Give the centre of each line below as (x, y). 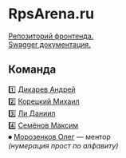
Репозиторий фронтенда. (51, 36)
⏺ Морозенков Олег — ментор (60, 136)
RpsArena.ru (51, 14)
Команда (32, 70)
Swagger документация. (50, 44)
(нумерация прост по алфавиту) (63, 145)
